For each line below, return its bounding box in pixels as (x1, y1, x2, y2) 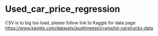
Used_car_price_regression (5, 3, 121, 15)
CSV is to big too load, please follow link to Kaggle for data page (5, 20, 136, 26)
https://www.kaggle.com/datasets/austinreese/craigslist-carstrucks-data (5, 25, 154, 31)
